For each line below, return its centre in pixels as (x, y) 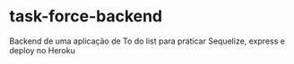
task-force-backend (86, 16)
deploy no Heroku (43, 50)
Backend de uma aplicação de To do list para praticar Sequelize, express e (147, 41)
